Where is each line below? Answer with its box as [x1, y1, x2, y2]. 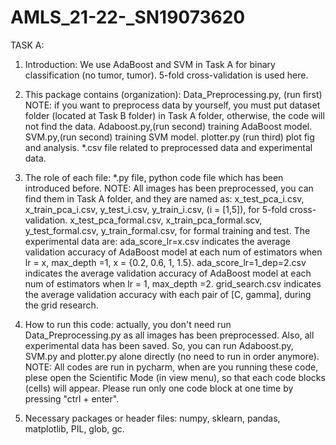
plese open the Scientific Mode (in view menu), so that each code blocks [24, 371, 326, 383]
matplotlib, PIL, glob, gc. [24, 422, 125, 435]
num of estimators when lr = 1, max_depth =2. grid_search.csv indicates [24, 277, 322, 290]
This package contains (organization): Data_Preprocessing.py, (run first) [24, 88, 323, 100]
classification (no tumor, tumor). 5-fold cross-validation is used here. [24, 69, 309, 81]
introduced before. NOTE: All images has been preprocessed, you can [24, 182, 314, 194]
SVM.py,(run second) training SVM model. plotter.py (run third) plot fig [24, 131, 315, 143]
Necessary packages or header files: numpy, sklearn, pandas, [24, 412, 281, 424]
